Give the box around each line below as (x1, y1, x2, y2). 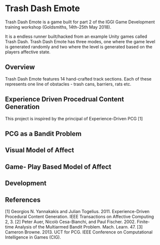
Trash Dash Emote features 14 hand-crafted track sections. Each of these (5, 76, 152, 82)
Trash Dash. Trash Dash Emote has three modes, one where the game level (5, 38, 156, 44)
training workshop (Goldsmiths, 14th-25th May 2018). (5, 24, 112, 30)
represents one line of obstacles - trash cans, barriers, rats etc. (5, 81, 132, 87)
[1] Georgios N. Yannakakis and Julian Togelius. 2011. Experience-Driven (5, 208, 150, 214)
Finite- (136, 219, 150, 225)
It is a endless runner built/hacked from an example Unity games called (5, 33, 147, 39)
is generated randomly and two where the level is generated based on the (5, 44, 153, 49)
